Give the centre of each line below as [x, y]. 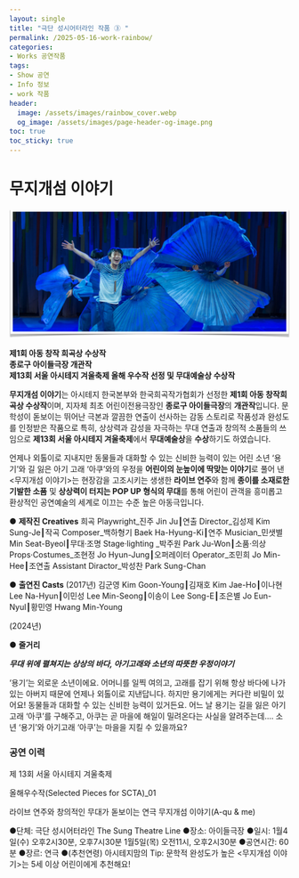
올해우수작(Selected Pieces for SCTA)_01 [83, 793]
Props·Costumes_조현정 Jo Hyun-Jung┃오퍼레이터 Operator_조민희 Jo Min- [145, 555]
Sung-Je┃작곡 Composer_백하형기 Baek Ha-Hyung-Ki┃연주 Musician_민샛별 [146, 532]
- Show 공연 [30, 76]
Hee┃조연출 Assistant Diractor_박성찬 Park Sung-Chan [108, 566]
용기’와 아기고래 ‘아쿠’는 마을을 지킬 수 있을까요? [104, 728]
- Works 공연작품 [38, 57]
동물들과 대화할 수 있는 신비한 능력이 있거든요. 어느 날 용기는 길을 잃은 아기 [157, 705]
